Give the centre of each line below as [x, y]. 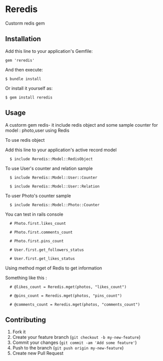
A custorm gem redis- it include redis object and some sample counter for [81, 125]
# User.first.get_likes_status [42, 258]
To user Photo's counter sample [38, 196]
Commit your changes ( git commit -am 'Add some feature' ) [74, 342]
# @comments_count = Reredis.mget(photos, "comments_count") [75, 304]
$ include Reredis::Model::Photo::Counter [55, 205]
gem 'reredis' [20, 60]
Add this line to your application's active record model [61, 150]
